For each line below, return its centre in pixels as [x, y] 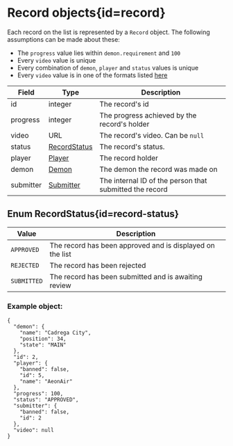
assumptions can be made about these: [63, 39]
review [60, 285]
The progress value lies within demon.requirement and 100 [99, 53]
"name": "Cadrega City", [55, 333]
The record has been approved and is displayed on [132, 245]
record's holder [124, 124]
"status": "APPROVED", [46, 400]
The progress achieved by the [148, 115]
